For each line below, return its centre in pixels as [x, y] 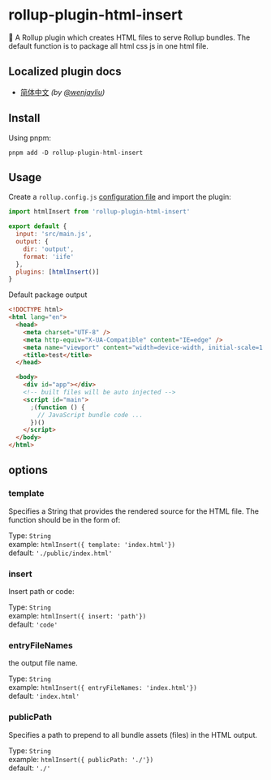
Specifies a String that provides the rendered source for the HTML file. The [134, 511]
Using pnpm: [30, 138]
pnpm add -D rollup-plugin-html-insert [76, 153]
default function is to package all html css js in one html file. [108, 45]
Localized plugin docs [65, 72]
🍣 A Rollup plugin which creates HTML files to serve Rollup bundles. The [129, 37]
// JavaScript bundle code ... [90, 415]
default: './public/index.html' [60, 553]
